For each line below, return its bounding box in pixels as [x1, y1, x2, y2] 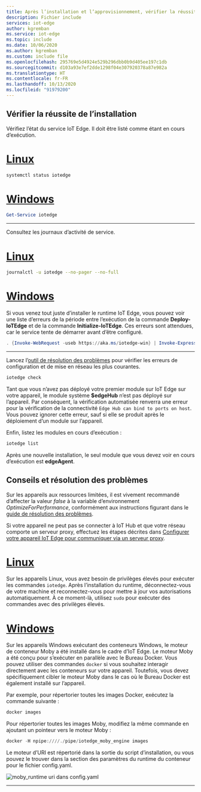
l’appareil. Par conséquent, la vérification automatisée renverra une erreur [6, 398, 188, 405]
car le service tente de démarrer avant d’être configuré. [6, 329, 143, 336]
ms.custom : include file [6, 53, 68, 59]
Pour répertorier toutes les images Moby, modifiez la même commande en [6, 720, 190, 727]
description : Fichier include [6, 14, 82, 20]
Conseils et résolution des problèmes [6, 475, 148, 486]
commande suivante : [6, 698, 60, 705]
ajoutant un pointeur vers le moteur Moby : [6, 727, 112, 734]
